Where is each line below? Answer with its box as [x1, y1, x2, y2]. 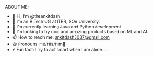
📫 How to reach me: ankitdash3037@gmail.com [12, 34, 110, 40]
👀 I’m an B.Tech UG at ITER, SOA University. [12, 19, 100, 24]
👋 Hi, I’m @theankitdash [12, 14, 60, 19]
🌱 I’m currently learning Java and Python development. [12, 24, 123, 29]
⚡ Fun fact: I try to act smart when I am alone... [12, 47, 106, 52]
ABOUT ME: [5, 4, 29, 10]
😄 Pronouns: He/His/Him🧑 [12, 41, 66, 47]
